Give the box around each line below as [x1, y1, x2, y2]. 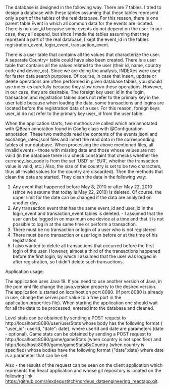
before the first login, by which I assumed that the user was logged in [12, 253, 157, 259]
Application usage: [5, 268, 44, 274]
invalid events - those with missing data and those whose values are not [5, 147, 155, 153]
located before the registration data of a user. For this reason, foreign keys [5, 105, 160, 111]
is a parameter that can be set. [5, 353, 69, 358]
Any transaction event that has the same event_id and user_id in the [12, 205, 154, 211]
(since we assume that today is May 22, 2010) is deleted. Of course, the [12, 189, 162, 195]
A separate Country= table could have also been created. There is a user [5, 57, 156, 63]
